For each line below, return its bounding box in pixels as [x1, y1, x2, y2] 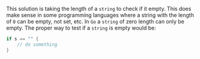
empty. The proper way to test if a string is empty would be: [6, 24, 156, 31]
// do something [17, 42, 58, 48]
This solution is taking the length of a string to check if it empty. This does [6, 5, 192, 12]
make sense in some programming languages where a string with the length [6, 11, 194, 19]
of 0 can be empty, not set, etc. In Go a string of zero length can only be [6, 18, 185, 25]
